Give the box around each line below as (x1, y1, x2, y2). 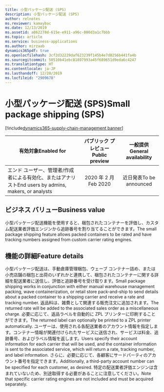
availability (126, 154, 152, 161)
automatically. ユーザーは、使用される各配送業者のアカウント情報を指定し (5, 323, 154, 329)
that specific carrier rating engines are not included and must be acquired (5, 376, 154, 382)
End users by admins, (17, 181, 67, 188)
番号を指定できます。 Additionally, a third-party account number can (18, 358, 155, 364)
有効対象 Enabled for (19, 147, 66, 154)
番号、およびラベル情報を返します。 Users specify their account (9, 336, 138, 342)
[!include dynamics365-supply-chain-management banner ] (5, 125, 123, 131)
